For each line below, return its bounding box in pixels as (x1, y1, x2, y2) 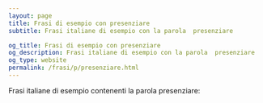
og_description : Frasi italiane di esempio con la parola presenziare (8, 49, 255, 57)
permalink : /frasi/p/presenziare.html (8, 64, 139, 72)
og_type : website (8, 56, 67, 64)
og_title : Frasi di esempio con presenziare (8, 41, 161, 49)
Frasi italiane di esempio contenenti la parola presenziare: (8, 85, 201, 95)
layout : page (8, 11, 53, 20)
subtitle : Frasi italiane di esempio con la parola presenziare (8, 27, 233, 35)
